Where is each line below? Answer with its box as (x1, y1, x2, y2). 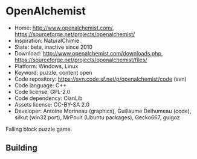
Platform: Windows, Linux (14, 62, 79, 70)
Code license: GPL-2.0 (14, 88, 71, 95)
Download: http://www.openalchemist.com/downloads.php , (14, 49, 163, 57)
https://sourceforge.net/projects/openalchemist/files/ (14, 56, 147, 63)
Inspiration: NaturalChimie (14, 37, 80, 44)
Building (5, 143, 37, 153)
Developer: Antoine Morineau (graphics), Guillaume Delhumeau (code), (14, 107, 192, 114)
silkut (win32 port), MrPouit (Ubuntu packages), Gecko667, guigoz (14, 113, 180, 121)
